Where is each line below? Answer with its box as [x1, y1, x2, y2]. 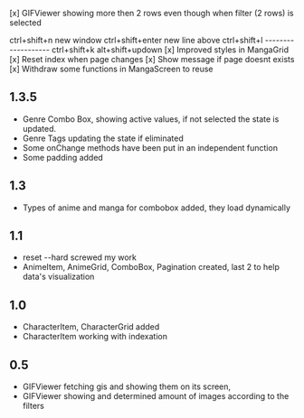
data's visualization [22, 271, 95, 283]
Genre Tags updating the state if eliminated [22, 133, 184, 144]
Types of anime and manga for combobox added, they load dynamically [22, 202, 291, 213]
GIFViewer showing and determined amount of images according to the [22, 391, 290, 402]
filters [22, 401, 45, 412]
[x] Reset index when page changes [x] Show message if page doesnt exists [9, 54, 295, 64]
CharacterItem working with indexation [22, 331, 167, 342]
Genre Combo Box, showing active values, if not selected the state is [22, 113, 280, 125]
